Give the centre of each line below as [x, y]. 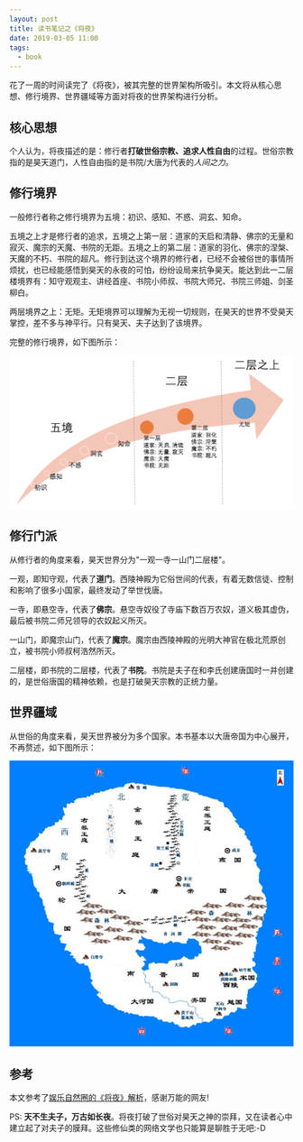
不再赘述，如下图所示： [53, 747]
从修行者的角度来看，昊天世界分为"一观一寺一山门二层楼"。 [120, 559]
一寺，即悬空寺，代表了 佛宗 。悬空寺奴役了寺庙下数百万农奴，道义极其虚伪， [151, 609]
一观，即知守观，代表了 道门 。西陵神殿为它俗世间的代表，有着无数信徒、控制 [151, 578]
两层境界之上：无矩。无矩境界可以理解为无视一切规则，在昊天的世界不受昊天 [151, 311]
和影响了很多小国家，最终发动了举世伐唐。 [88, 590]
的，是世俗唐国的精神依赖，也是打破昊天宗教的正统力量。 [116, 681]
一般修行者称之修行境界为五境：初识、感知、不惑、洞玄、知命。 [128, 216]
